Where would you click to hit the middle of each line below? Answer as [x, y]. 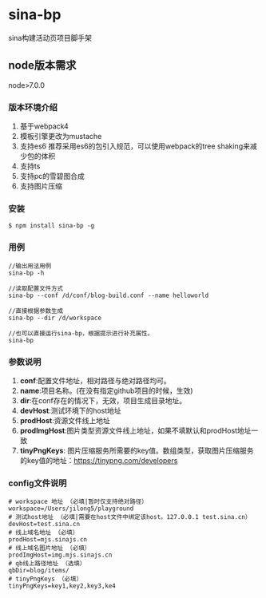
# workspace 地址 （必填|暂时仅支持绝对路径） [78, 502]
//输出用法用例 [30, 266]
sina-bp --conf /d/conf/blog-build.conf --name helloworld [109, 295]
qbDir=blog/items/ [39, 571]
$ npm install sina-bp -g [51, 226]
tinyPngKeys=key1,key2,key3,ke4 [62, 586]
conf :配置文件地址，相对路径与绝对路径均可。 [95, 380]
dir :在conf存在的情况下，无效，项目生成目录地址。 [103, 400]
